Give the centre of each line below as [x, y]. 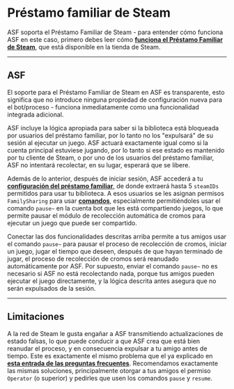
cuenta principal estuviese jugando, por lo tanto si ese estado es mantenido [116, 150]
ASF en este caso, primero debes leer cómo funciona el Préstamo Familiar [115, 39]
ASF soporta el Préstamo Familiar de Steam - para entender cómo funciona [115, 32]
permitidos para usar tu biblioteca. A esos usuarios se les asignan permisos [116, 193]
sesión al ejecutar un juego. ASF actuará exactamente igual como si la [108, 143]
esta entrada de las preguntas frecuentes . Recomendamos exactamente [112, 363]
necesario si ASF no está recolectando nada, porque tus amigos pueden [111, 273]
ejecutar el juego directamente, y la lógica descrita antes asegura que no [112, 281]
